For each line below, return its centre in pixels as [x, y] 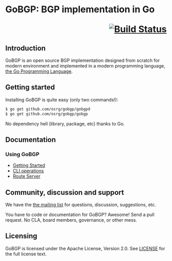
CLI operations [28, 171]
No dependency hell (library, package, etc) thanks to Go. [65, 123]
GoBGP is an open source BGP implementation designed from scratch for [83, 60]
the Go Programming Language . [39, 71]
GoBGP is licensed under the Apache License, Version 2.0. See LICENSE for [85, 248]
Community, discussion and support [65, 192]
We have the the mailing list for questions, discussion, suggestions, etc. [81, 205]
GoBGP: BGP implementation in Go [80, 9]
